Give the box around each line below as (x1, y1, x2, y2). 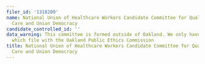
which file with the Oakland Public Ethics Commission (12, 37, 154, 43)
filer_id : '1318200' (6, 9, 59, 15)
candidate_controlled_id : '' (6, 26, 81, 32)
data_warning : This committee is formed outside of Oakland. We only (6, 32, 187, 38)
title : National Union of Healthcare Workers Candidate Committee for (6, 43, 190, 49)
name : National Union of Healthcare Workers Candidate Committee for (6, 15, 187, 21)
